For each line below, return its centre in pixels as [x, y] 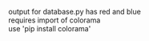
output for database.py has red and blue [75, 12]
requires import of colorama [54, 20]
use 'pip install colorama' [50, 29]
